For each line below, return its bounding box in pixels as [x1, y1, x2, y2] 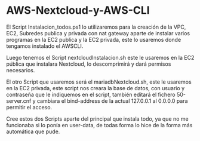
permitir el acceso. [6, 103, 53, 111]
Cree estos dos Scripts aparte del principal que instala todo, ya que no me [6, 115, 189, 122]
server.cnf [6, 97, 32, 105]
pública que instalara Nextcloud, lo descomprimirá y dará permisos [6, 60, 171, 68]
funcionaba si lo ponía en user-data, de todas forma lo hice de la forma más [6, 121, 193, 128]
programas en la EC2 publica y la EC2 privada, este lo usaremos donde [6, 36, 181, 43]
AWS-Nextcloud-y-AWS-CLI [6, 4, 150, 17]
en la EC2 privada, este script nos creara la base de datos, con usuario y [6, 84, 185, 91]
